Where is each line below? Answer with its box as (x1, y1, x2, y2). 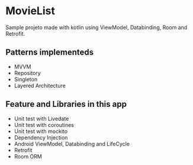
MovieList (5, 4, 56, 18)
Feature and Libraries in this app (5, 99, 127, 109)
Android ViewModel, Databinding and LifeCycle (14, 140, 130, 147)
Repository (14, 69, 41, 77)
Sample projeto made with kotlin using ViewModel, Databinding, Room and (5, 24, 188, 31)
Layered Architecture (14, 82, 66, 89)
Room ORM (14, 153, 42, 160)
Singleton (14, 75, 38, 82)
